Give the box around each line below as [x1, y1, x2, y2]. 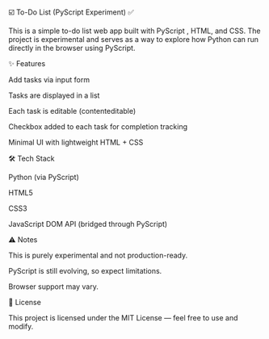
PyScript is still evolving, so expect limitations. [8, 266, 162, 275]
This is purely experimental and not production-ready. [8, 250, 188, 260]
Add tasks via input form [8, 75, 90, 84]
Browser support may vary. [8, 282, 99, 291]
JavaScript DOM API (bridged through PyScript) [8, 220, 168, 228]
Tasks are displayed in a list [8, 90, 100, 100]
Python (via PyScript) [8, 173, 79, 182]
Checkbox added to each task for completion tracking [8, 122, 188, 132]
